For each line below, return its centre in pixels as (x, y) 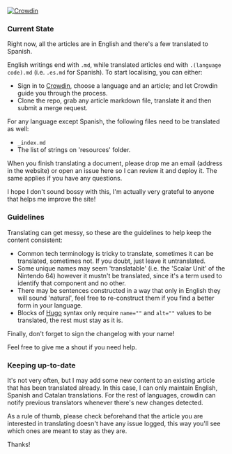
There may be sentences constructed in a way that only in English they (119, 290)
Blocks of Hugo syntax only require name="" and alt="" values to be (114, 312)
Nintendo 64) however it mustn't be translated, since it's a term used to (119, 275)
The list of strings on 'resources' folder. (74, 150)
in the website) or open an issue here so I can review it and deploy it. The (112, 171)
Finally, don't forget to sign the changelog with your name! (91, 333)
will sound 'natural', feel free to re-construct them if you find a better (116, 298)
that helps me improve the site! (52, 199)
